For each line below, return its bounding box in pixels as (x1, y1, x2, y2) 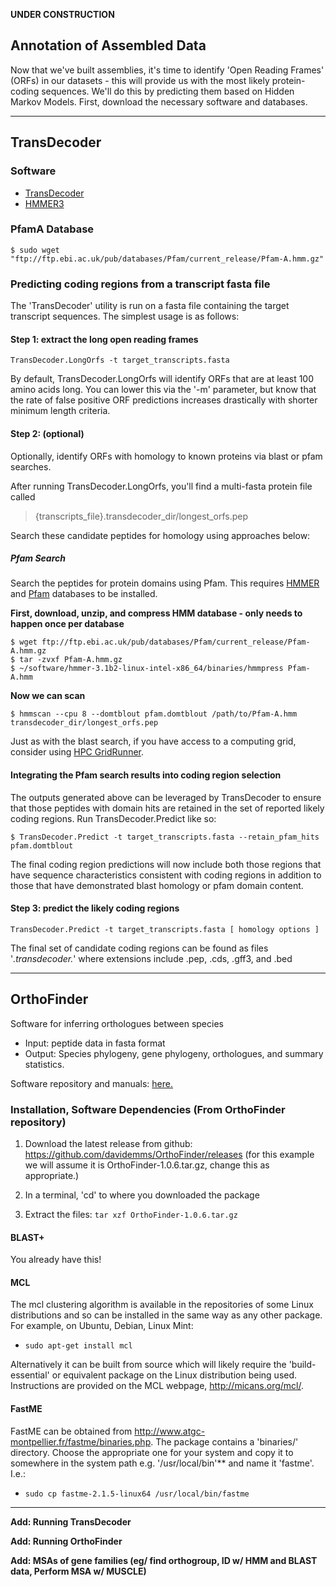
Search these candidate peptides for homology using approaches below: (10, 529, 311, 541)
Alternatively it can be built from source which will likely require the (10, 1359, 287, 1371)
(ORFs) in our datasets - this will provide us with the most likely (10, 74, 270, 86)
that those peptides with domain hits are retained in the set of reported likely (10, 802, 325, 814)
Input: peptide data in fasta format (24, 1037, 166, 1049)
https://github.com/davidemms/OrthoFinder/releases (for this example (24, 1148, 315, 1160)
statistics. (24, 1058, 65, 1070)
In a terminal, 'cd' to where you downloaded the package (24, 1189, 260, 1201)
